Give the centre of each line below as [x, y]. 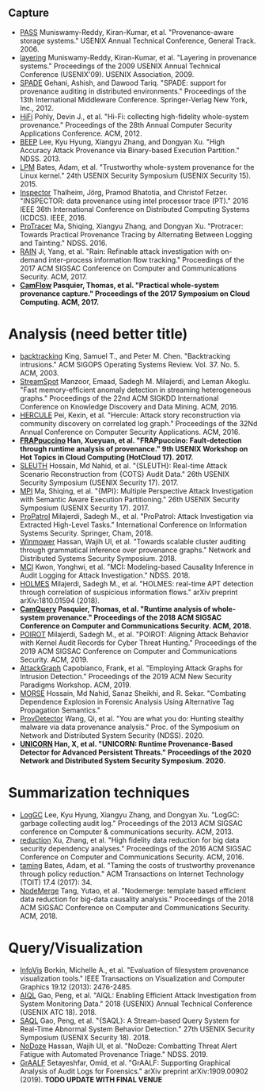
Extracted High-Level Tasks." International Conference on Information [133, 524]
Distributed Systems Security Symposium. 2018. [98, 558]
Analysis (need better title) [98, 334]
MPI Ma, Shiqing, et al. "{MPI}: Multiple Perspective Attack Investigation [136, 490]
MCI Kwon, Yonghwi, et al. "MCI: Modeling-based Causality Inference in [137, 567]
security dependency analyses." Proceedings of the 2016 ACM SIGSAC [135, 848]
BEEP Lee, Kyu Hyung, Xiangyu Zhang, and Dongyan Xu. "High [122, 141]
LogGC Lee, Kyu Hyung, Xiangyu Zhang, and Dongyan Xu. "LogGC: [129, 814]
